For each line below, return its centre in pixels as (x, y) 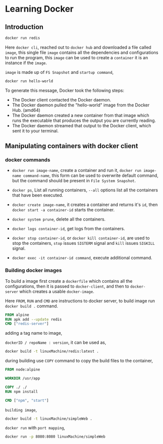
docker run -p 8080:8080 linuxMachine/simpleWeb (55, 437)
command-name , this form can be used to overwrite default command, (91, 175)
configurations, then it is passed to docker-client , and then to (67, 286)
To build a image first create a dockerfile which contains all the (69, 281)
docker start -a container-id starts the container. (63, 210)
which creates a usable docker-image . (57, 291)
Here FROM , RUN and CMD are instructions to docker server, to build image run (80, 301)
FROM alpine (17, 315)
